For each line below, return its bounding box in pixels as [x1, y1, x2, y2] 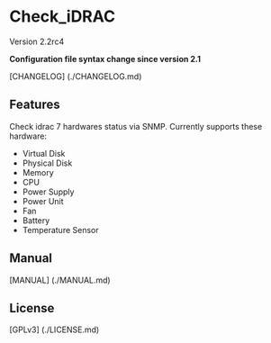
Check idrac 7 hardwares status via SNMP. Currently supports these [9, 121, 263, 131]
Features [9, 97, 60, 113]
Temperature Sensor [22, 224, 99, 235]
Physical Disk [22, 158, 73, 168]
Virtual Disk [22, 148, 66, 158]
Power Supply [22, 186, 75, 197]
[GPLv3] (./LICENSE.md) [9, 324, 100, 335]
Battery [22, 214, 50, 226]
